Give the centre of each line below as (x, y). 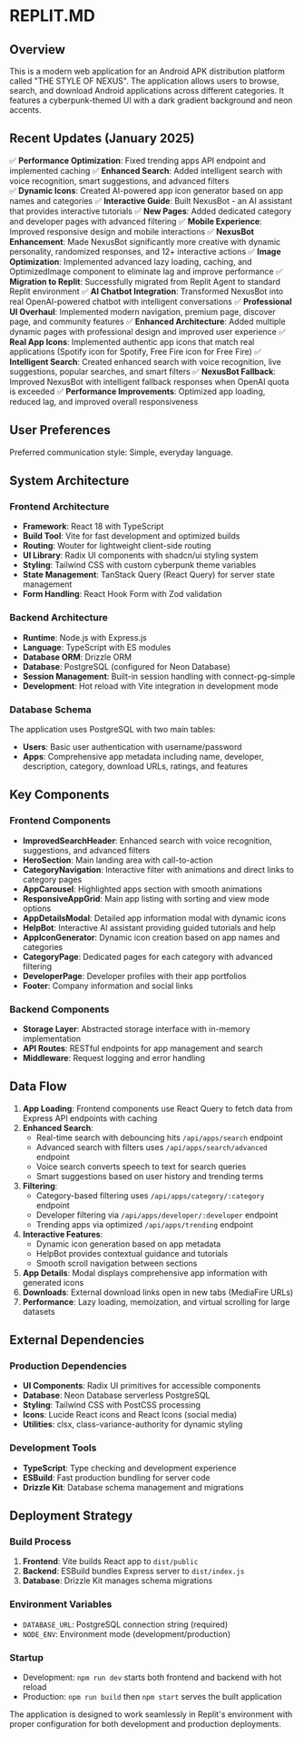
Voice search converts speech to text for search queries (141, 1167)
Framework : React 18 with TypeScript (93, 526)
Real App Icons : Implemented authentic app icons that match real (132, 341)
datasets (39, 1311)
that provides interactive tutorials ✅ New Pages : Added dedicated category (151, 211)
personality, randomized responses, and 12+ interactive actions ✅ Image (145, 251)
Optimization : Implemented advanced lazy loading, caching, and (131, 261)
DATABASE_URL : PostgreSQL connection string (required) (125, 1624)
